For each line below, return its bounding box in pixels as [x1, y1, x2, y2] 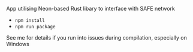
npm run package [14, 24, 56, 30]
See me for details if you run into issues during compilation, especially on [6, 34, 187, 41]
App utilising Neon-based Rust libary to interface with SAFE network [6, 5, 175, 12]
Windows [6, 41, 30, 47]
